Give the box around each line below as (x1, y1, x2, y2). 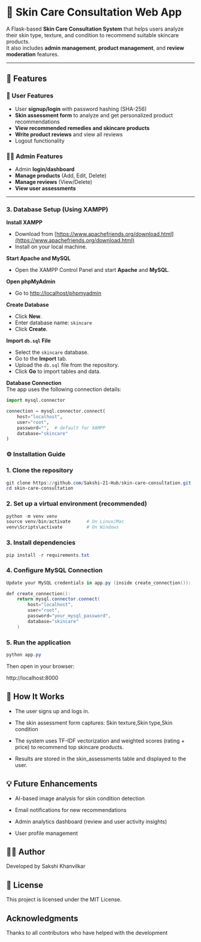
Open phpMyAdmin (6, 278, 56, 285)
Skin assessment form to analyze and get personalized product (14, 111, 173, 119)
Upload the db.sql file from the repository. (14, 362, 120, 369)
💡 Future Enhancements (6, 779, 98, 789)
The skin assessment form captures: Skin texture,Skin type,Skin (14, 719, 173, 726)
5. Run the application (6, 638, 71, 646)
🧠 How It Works (6, 692, 65, 702)
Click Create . (14, 326, 48, 333)
